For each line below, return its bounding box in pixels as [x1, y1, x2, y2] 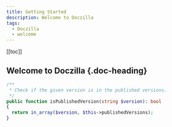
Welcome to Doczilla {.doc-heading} [6, 65, 148, 76]
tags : [6, 20, 20, 26]
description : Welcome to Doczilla [6, 15, 94, 21]
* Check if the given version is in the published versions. [9, 87, 167, 93]
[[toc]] [6, 48, 22, 55]
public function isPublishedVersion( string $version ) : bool [6, 98, 162, 105]
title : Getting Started [6, 8, 67, 15]
